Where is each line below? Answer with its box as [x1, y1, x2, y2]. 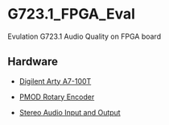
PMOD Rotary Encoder [19, 92, 95, 102]
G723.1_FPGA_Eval [7, 5, 136, 23]
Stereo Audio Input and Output [19, 107, 122, 117]
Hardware [7, 55, 58, 69]
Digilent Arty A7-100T [19, 76, 92, 85]
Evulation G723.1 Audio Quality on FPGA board [7, 31, 162, 41]
